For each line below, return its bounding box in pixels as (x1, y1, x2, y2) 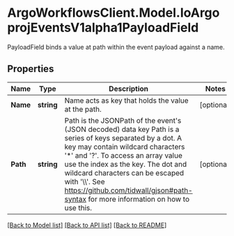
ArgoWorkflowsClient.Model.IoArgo (7, 5, 220, 21)
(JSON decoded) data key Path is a (64, 124, 180, 134)
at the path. (64, 104, 102, 114)
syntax (64, 194, 87, 204)
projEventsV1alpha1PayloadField (7, 20, 199, 36)
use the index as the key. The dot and (64, 159, 187, 169)
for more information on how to (88, 194, 190, 204)
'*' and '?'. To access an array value (64, 150, 182, 160)
